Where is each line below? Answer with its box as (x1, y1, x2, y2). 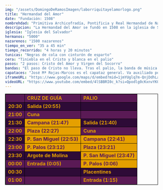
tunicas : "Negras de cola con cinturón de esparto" (5, 52, 112, 57)
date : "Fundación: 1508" (5, 16, 55, 21)
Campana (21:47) (27, 119, 69, 126)
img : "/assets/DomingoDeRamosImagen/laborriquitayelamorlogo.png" (5, 7, 142, 12)
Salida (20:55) (27, 103, 61, 109)
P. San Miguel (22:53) (27, 136, 79, 142)
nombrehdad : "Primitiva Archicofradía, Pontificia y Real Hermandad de (5, 20, 153, 26)
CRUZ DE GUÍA (27, 94, 62, 101)
